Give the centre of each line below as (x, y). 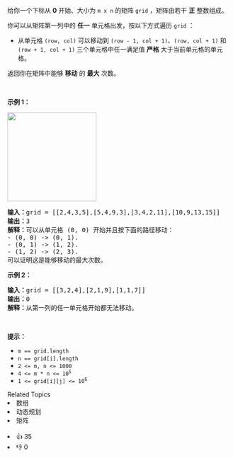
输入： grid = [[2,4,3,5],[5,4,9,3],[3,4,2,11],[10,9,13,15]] (114, 212)
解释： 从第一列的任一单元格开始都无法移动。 (73, 308)
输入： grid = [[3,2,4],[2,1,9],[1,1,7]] (76, 290)
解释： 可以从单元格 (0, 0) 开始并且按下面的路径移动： (91, 230)
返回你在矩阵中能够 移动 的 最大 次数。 (64, 73)
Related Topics (29, 394)
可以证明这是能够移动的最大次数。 (57, 260)
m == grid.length (43, 351)
